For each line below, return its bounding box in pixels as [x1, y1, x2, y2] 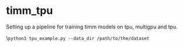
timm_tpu [6, 4, 53, 17]
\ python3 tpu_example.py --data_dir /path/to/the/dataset [6, 34, 150, 41]
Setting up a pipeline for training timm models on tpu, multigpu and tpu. [6, 23, 178, 30]
